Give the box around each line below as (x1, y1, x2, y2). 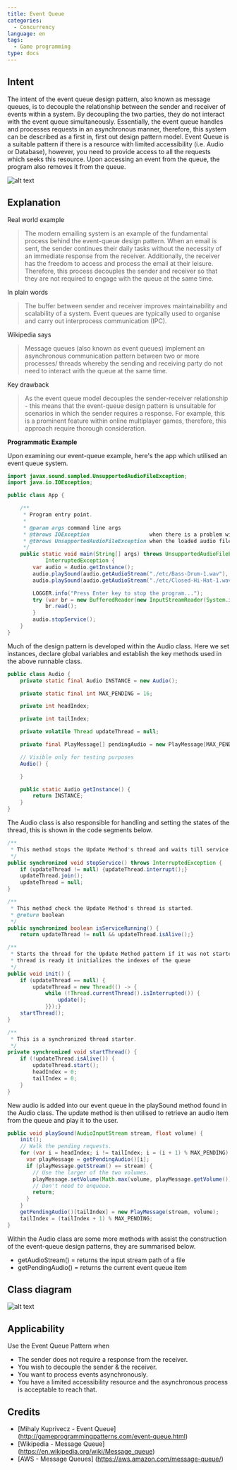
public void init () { (7, 970, 71, 977)
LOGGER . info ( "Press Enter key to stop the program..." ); (32, 590, 203, 597)
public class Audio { (7, 670, 71, 677)
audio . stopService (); (32, 616, 97, 623)
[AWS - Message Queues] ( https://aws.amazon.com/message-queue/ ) (17, 1454, 224, 1464)
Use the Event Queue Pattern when (7, 1341, 110, 1351)
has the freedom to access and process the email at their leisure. (24, 259, 214, 267)
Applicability (7, 1323, 65, 1335)
